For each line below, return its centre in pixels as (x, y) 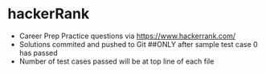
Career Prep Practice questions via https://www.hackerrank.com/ (127, 36)
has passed (38, 53)
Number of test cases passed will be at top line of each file (117, 61)
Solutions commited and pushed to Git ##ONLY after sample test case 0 (138, 44)
